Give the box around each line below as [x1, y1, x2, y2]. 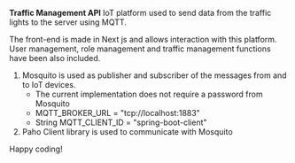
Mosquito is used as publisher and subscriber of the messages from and [21, 70, 287, 81]
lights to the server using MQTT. [9, 17, 127, 27]
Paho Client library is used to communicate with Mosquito [21, 127, 233, 136]
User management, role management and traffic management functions [9, 43, 272, 54]
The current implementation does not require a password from [35, 89, 263, 99]
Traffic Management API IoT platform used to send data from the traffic [9, 8, 272, 18]
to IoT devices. [21, 80, 76, 89]
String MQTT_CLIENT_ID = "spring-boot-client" [35, 117, 207, 128]
